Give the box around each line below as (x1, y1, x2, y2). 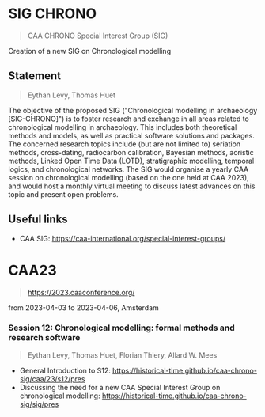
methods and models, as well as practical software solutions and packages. (8, 131, 255, 140)
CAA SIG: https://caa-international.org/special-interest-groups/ (19, 233, 226, 243)
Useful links (8, 213, 69, 226)
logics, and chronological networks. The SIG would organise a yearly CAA (8, 164, 249, 174)
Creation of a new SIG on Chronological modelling (8, 46, 172, 55)
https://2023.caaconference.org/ (27, 287, 135, 297)
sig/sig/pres (19, 399, 59, 408)
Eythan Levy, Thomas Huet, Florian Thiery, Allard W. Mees (27, 350, 218, 360)
